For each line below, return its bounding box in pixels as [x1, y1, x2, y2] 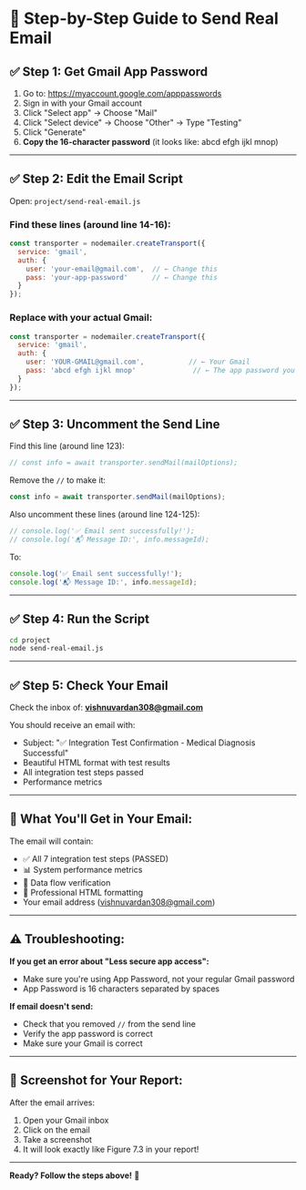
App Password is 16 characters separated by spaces [22, 983, 220, 994]
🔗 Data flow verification [22, 877, 111, 887]
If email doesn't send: [9, 1000, 94, 1011]
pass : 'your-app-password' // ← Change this [25, 272, 219, 282]
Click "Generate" [22, 127, 87, 138]
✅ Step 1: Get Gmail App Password [9, 64, 209, 79]
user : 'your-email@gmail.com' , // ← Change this [25, 264, 219, 273]
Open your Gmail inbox [22, 1114, 109, 1125]
